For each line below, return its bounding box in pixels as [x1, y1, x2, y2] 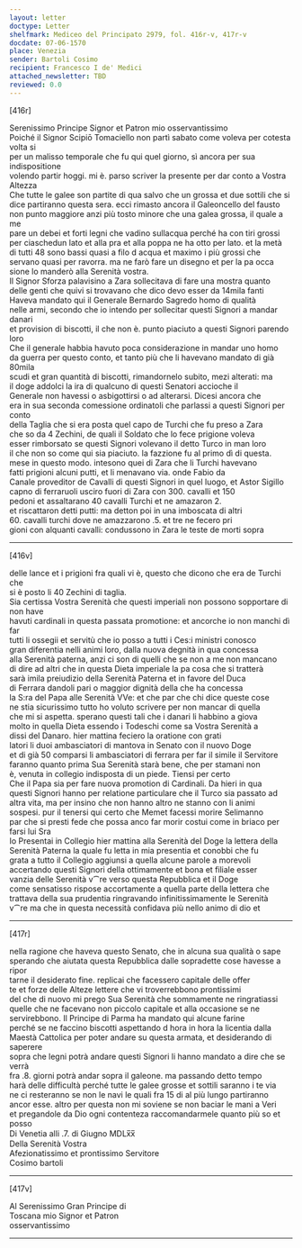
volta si [9, 141, 36, 152]
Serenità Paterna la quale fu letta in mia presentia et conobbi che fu [9, 845, 259, 855]
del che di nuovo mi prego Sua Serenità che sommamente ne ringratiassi [9, 993, 279, 1004]
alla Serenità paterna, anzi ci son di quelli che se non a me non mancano [9, 654, 278, 665]
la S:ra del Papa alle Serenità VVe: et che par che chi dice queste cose [9, 692, 270, 702]
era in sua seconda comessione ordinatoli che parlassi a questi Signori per [9, 400, 285, 411]
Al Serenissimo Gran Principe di [9, 1200, 127, 1211]
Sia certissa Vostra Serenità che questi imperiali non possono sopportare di [9, 596, 289, 607]
